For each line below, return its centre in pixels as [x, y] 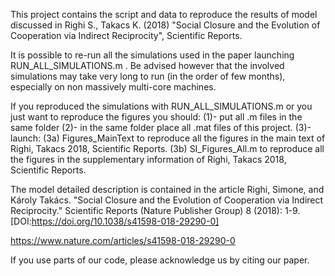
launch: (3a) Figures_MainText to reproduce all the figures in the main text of [168, 138]
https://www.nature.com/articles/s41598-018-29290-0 [123, 240]
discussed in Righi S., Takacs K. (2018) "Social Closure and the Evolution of [165, 25]
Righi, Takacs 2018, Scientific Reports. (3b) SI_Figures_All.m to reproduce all [167, 148]
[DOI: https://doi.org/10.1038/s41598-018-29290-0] [115, 221]
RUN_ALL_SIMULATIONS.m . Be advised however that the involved [147, 65]
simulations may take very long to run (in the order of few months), [148, 76]
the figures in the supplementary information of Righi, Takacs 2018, [148, 159]
